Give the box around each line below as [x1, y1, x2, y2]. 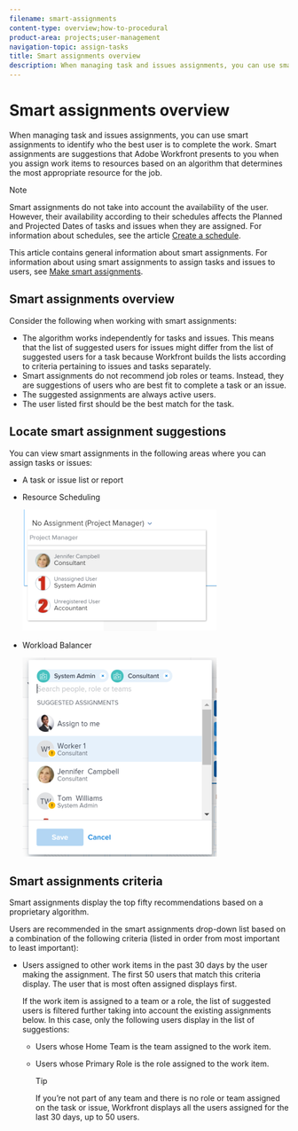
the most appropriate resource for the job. [9, 167, 162, 177]
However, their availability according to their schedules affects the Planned [9, 211, 283, 222]
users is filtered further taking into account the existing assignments [21, 1005, 272, 1016]
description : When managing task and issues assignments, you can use [9, 61, 276, 70]
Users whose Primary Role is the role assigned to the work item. [35, 1058, 270, 1069]
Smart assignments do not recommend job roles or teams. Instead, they [21, 370, 285, 381]
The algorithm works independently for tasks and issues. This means [21, 333, 275, 343]
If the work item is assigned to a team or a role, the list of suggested [21, 996, 271, 1007]
